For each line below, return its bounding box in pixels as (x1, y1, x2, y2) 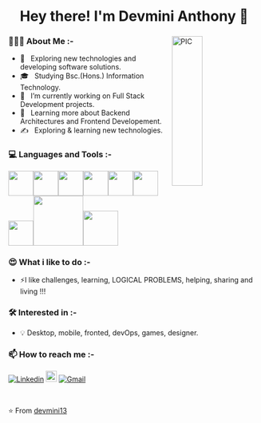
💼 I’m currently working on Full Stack (19, 91, 145, 101)
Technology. (19, 83, 61, 93)
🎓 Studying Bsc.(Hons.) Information (19, 71, 144, 81)
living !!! (19, 287, 46, 296)
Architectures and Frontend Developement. (19, 117, 162, 126)
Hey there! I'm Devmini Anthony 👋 (19, 7, 249, 26)
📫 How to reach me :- (8, 349, 95, 360)
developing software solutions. (19, 62, 121, 72)
